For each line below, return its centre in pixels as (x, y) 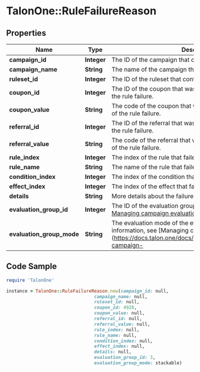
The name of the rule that (147, 167)
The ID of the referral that (147, 123)
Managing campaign (140, 213)
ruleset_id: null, (117, 302)
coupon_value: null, (120, 313)
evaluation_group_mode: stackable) (138, 363)
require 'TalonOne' (30, 280)
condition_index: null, (124, 341)
